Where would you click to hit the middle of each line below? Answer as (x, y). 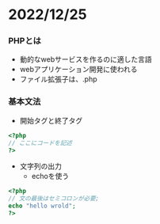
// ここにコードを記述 (40, 143)
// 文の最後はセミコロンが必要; (54, 199)
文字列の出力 (40, 166)
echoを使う (50, 177)
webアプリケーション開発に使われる (78, 70)
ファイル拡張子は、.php (58, 79)
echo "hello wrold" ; (42, 206)
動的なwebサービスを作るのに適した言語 (86, 59)
